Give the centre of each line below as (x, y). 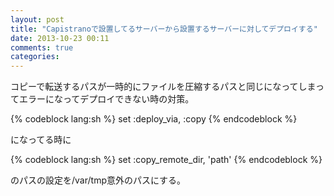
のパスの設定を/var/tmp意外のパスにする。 (98, 180)
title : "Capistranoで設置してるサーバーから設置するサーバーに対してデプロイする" (164, 29)
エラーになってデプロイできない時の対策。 (106, 99)
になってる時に (41, 140)
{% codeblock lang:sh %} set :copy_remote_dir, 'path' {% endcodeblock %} (166, 160)
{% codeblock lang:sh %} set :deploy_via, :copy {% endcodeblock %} (154, 119)
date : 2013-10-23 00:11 (60, 38)
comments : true (42, 47)
